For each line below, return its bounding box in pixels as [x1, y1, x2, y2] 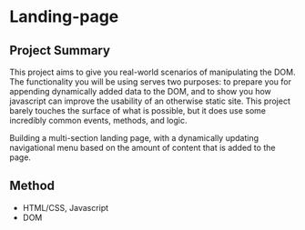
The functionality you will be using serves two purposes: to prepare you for [9, 76, 291, 87]
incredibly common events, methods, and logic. [9, 115, 188, 125]
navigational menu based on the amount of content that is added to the [9, 143, 276, 153]
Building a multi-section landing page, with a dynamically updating [9, 133, 259, 143]
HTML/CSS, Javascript [22, 202, 109, 213]
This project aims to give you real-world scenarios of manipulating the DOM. [9, 66, 296, 77]
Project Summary [9, 43, 111, 58]
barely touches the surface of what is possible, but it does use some [9, 105, 267, 115]
